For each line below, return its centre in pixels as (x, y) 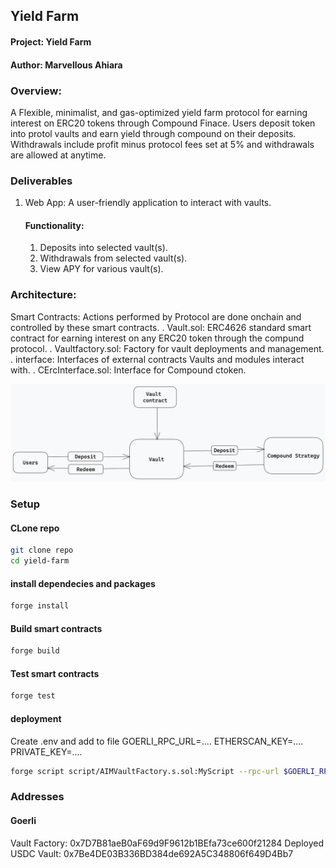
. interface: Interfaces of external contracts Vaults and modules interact (157, 359)
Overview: (36, 91)
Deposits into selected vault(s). (103, 248)
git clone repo (42, 550)
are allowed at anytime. (58, 155)
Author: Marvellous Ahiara (66, 65)
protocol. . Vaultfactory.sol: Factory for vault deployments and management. (167, 348)
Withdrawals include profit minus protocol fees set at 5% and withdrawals (162, 144)
